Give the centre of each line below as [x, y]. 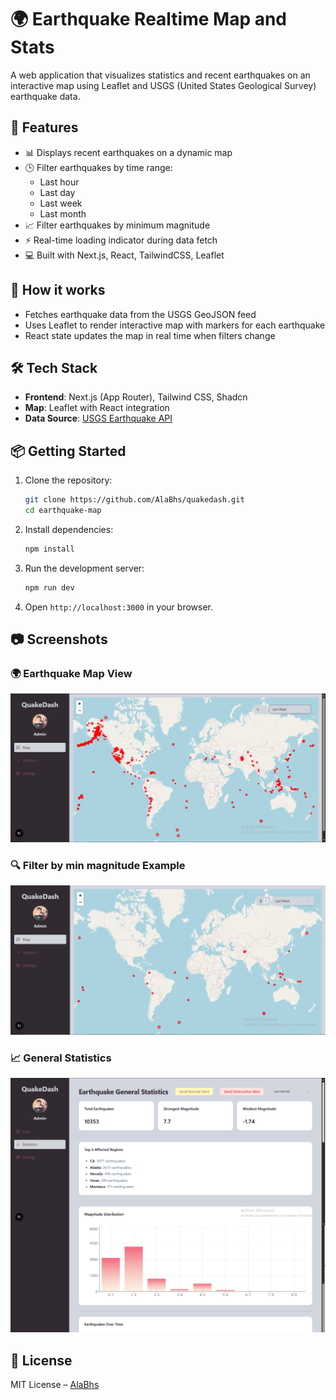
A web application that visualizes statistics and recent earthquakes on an [160, 75]
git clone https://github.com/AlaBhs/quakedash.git [134, 500]
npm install [49, 549]
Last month [63, 213]
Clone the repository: [68, 480]
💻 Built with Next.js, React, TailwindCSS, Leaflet [124, 255]
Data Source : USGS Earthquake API [98, 418]
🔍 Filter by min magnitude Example [98, 865]
